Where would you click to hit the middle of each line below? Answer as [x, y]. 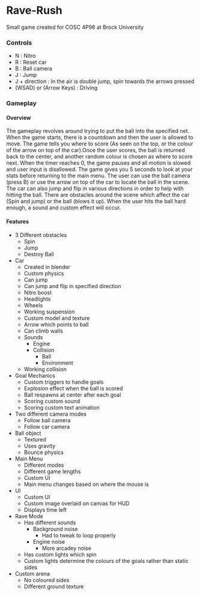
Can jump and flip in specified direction [72, 286]
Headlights [37, 299]
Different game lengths [52, 471]
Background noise [55, 529]
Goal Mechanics [35, 375]
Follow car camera [47, 426]
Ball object [28, 433]
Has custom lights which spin [60, 555]
